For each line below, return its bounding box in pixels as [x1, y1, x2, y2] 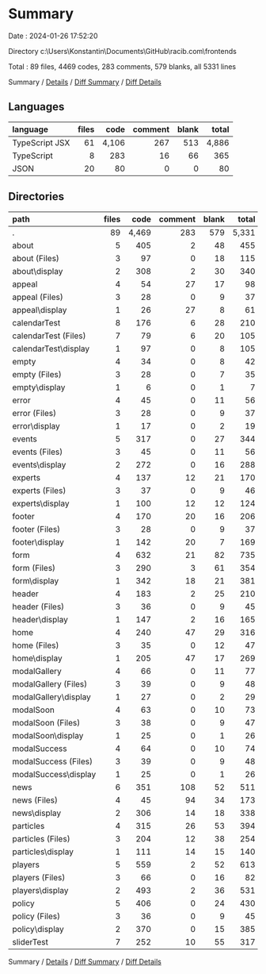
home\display [12, 653, 63, 664]
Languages [8, 100, 65, 114]
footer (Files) [12, 523, 61, 534]
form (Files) [12, 562, 56, 573]
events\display [12, 459, 66, 470]
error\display [12, 420, 61, 431]
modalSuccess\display [12, 768, 97, 780]
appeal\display [12, 304, 67, 315]
